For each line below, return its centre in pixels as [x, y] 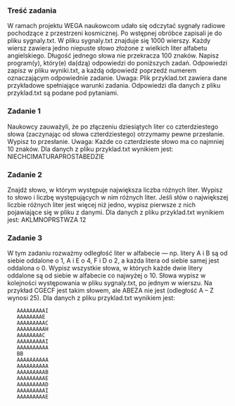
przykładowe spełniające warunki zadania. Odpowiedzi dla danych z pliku [114, 86]
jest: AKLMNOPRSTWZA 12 [47, 219]
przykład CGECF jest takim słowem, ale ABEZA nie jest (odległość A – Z [110, 291]
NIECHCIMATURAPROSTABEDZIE [56, 156]
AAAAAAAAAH [33, 329]
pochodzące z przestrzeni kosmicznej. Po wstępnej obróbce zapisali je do [115, 33]
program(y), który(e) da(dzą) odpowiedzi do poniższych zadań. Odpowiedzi [117, 63]
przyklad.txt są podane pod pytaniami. [63, 93]
